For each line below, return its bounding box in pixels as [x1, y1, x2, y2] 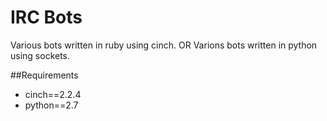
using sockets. [10, 49, 71, 61]
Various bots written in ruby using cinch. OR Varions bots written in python [10, 39, 318, 51]
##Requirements [10, 69, 79, 81]
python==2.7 [24, 99, 79, 111]
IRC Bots [10, 6, 83, 29]
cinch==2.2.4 [24, 88, 82, 100]
